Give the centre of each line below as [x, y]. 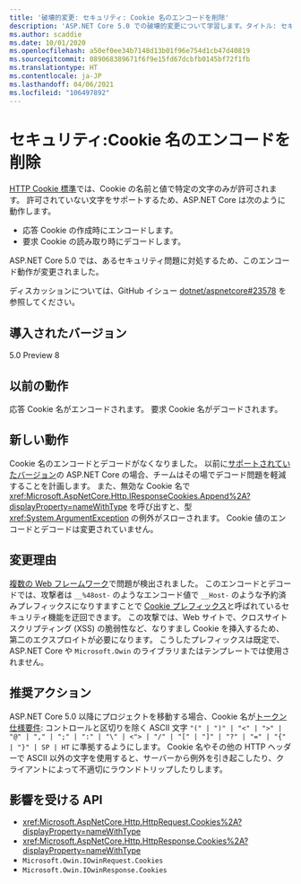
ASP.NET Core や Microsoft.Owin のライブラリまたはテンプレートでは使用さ [150, 651]
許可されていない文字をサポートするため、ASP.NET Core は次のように [156, 200]
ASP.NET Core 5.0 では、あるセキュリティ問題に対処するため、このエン [142, 260]
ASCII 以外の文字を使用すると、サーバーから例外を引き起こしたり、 [151, 757]
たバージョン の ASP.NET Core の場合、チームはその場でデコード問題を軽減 [148, 474]
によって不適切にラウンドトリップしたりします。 [138, 769]
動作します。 [33, 211]
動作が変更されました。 [60, 272]
